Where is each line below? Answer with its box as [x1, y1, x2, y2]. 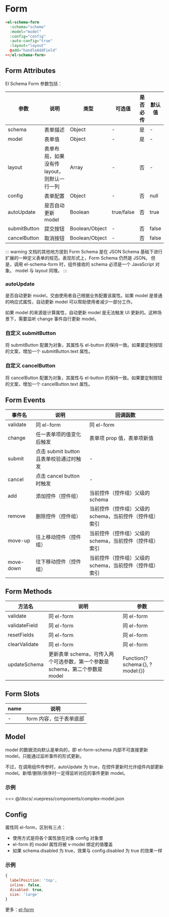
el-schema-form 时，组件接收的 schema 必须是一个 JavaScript [24, 261, 154, 267]
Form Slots [5, 690, 40, 698]
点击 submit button [35, 448, 80, 455]
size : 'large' [10, 892, 39, 897]
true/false [111, 208, 135, 215]
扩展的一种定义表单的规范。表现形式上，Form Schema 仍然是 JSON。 [5, 255, 150, 261]
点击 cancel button [35, 473, 80, 480]
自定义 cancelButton [5, 362, 56, 369]
